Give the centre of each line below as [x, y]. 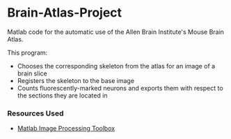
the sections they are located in [62, 95]
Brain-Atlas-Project [65, 13]
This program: [27, 53]
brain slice [32, 73]
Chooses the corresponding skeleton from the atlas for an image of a [116, 66]
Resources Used [35, 113]
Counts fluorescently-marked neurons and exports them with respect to [120, 88]
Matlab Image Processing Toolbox [66, 129]
